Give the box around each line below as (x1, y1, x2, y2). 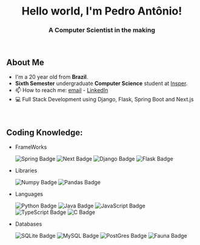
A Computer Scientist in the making (48, 26, 156, 35)
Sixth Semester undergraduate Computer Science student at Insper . (15, 80, 188, 87)
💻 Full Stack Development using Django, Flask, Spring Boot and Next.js (15, 96, 194, 103)
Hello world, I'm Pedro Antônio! (21, 4, 182, 18)
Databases (15, 220, 42, 228)
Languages (15, 190, 44, 198)
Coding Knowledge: (6, 127, 83, 138)
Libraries (15, 167, 38, 174)
